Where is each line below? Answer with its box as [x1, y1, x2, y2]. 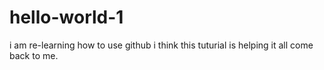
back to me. [9, 49, 59, 61]
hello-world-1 [9, 6, 124, 29]
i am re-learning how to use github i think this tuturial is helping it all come [9, 39, 314, 51]
